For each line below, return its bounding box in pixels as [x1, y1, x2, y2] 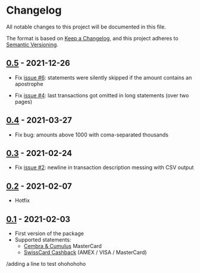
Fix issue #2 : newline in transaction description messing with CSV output [14, 164, 194, 171]
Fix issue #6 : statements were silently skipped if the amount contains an [14, 74, 192, 81]
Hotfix [14, 197, 30, 204]
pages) [14, 98, 33, 105]
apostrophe [14, 80, 43, 87]
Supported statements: [14, 236, 71, 243]
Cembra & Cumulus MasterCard [23, 243, 102, 249]
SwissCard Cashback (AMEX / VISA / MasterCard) [23, 249, 147, 256]
